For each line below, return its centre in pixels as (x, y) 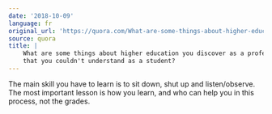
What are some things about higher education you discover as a (134, 53)
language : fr (30, 23)
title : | (23, 46)
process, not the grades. (49, 101)
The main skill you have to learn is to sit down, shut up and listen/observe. (132, 84)
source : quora (32, 38)
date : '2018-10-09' (41, 16)
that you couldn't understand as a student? (99, 61)
